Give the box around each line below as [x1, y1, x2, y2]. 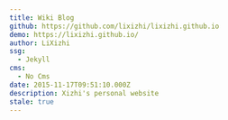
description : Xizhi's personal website [9, 88, 160, 97]
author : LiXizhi [9, 38, 70, 48]
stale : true [9, 97, 54, 106]
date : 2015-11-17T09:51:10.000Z [9, 80, 131, 89]
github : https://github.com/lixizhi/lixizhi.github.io [9, 22, 220, 31]
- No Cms [17, 72, 50, 81]
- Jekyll [17, 55, 50, 64]
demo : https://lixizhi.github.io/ [9, 30, 140, 39]
